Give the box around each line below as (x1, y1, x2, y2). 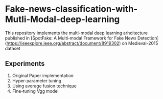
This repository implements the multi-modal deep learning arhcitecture (5, 30, 148, 36)
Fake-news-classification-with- (5, 3, 138, 15)
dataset (5, 45, 21, 51)
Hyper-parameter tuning (12, 78, 62, 83)
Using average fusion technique (12, 83, 77, 89)
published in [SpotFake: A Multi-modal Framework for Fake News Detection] (5, 35, 159, 41)
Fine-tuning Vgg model (12, 88, 59, 94)
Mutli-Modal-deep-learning (5, 14, 120, 25)
